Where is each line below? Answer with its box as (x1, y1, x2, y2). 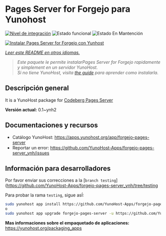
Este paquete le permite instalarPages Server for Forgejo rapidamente (17, 59, 161, 65)
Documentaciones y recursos (5, 121, 98, 130)
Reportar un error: (12, 144, 49, 150)
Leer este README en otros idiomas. (5, 49, 80, 55)
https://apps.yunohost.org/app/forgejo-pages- (54, 134, 150, 140)
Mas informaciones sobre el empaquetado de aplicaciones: (5, 220, 129, 226)
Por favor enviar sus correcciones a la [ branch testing (5, 177, 116, 184)
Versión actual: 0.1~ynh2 (5, 106, 57, 112)
